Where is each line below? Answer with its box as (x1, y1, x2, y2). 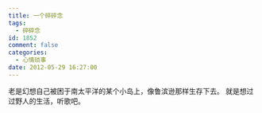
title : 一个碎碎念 (8, 11, 64, 20)
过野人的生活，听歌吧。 (8, 96, 85, 106)
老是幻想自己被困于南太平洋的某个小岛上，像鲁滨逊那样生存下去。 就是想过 (8, 86, 254, 95)
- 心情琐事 (15, 56, 47, 64)
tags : (8, 19, 26, 27)
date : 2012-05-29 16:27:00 (8, 64, 98, 72)
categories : (8, 49, 48, 56)
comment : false (8, 41, 59, 49)
